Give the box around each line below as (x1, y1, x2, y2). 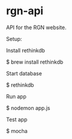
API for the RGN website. (6, 24, 67, 31)
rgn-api (6, 4, 44, 18)
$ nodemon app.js (6, 104, 51, 111)
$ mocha (6, 127, 28, 134)
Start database (6, 69, 42, 77)
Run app (6, 93, 27, 100)
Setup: (6, 35, 22, 42)
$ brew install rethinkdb (6, 58, 64, 65)
